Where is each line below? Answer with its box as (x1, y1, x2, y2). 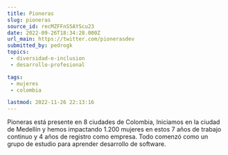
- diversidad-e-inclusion (10, 55, 85, 62)
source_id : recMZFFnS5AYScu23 (7, 23, 95, 30)
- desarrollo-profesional (10, 61, 85, 68)
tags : (7, 74, 23, 81)
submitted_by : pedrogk (7, 42, 73, 49)
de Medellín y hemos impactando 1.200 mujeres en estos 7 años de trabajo (7, 125, 222, 134)
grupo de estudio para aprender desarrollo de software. (7, 140, 166, 148)
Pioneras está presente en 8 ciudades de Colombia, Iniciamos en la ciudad (7, 118, 220, 126)
